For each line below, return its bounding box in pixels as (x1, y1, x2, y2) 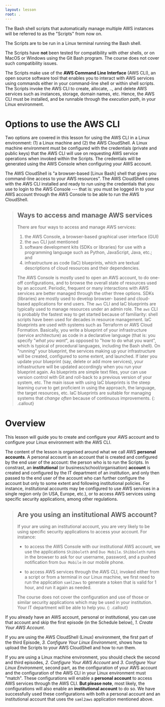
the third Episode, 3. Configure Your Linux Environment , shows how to (5, 639, 148, 645)
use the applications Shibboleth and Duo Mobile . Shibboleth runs (24, 549, 156, 555)
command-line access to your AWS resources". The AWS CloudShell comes (5, 176, 159, 182)
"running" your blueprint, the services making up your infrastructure (17, 348, 156, 354)
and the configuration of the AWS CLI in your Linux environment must (5, 670, 146, 676)
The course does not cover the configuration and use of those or (17, 594, 149, 600)
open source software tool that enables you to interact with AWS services (5, 75, 154, 81)
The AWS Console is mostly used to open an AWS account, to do (17, 275, 149, 281)
